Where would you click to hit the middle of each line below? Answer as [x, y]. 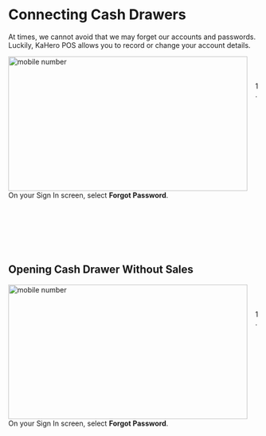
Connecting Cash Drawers [97, 15]
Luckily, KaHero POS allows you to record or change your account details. [129, 45]
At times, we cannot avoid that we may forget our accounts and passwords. [132, 37]
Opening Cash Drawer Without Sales [101, 270]
